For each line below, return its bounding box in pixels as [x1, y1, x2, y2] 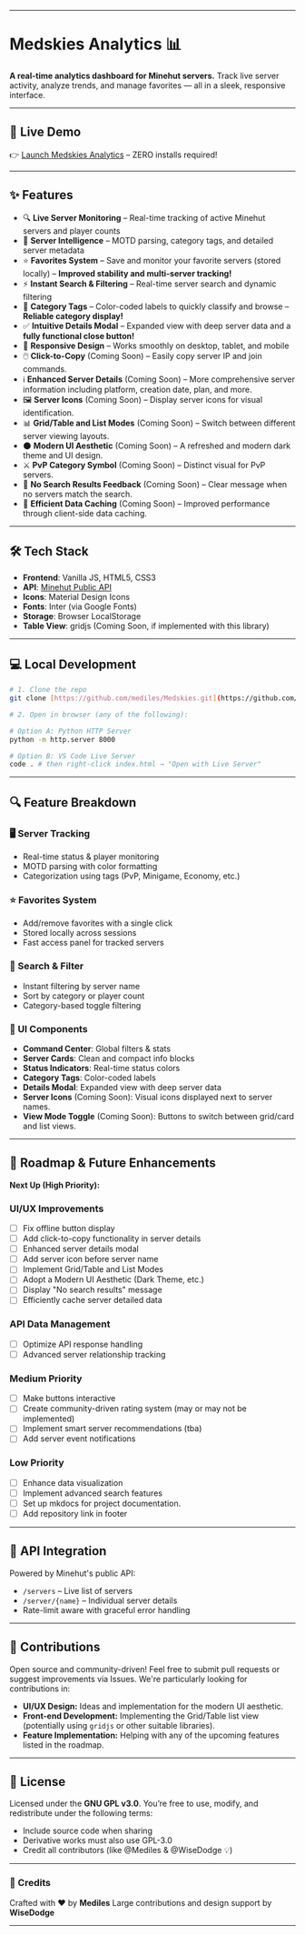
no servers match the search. [22, 488, 133, 499]
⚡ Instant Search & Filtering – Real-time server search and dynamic [22, 278, 277, 289]
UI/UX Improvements [9, 1202, 104, 1215]
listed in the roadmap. [22, 1739, 104, 1750]
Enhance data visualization [22, 1477, 123, 1488]
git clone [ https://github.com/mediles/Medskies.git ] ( [9, 694, 221, 703]
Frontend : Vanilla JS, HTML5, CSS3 [22, 572, 156, 583]
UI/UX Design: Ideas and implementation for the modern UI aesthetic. [22, 1700, 284, 1711]
